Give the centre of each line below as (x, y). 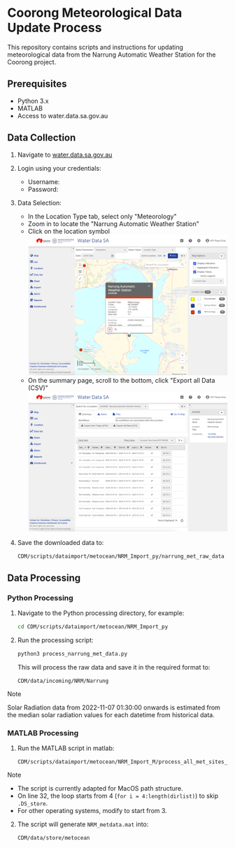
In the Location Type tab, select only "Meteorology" (102, 216)
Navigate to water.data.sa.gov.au (65, 155)
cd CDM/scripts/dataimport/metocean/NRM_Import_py (93, 627)
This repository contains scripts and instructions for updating (95, 47)
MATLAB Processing (43, 733)
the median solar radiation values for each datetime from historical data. (111, 714)
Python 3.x (33, 101)
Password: (43, 189)
